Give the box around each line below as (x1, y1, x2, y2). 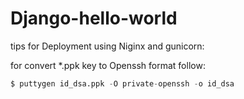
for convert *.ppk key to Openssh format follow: (10, 59, 206, 71)
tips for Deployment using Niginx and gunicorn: (10, 40, 205, 52)
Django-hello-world (10, 7, 178, 30)
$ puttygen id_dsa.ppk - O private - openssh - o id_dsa (10, 78, 235, 89)
